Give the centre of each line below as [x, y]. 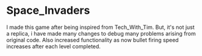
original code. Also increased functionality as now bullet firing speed [92, 40]
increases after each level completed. [53, 46]
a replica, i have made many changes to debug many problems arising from [101, 33]
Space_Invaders [48, 11]
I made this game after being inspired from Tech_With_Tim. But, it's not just [101, 27]
